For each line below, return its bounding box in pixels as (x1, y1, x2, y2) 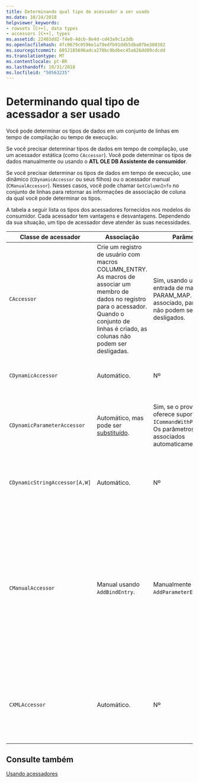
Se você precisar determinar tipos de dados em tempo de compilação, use (6, 145, 188, 152)
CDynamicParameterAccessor (9, 422, 85, 429)
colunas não (97, 332, 131, 341)
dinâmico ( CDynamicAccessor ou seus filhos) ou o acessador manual (6, 176, 171, 183)
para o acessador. (97, 303, 147, 311)
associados (153, 432, 185, 441)
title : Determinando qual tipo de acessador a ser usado (6, 8, 150, 15)
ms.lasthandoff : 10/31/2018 (6, 64, 76, 70)
